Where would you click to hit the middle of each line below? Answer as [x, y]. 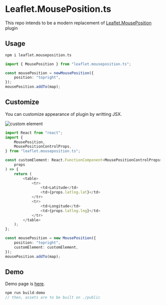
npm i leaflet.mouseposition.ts [38, 55]
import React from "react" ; [34, 133]
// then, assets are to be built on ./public [53, 298]
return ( [23, 174]
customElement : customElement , [46, 247]
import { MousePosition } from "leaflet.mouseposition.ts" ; [68, 64]
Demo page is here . [25, 284]
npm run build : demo [25, 293]
